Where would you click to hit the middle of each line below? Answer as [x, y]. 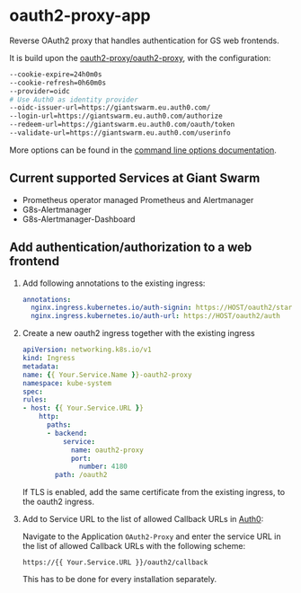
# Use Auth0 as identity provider [74, 100]
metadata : [41, 366]
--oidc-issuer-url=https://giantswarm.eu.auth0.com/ [110, 108]
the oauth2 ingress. [58, 502]
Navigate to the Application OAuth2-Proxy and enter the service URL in [151, 536]
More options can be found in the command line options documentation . [143, 150]
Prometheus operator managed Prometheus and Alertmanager [138, 199]
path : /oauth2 [81, 475]
